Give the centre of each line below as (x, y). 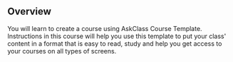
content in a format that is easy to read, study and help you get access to (115, 43)
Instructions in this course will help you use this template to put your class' (117, 36)
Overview (30, 12)
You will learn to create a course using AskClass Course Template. (105, 28)
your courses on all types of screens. (62, 51)
